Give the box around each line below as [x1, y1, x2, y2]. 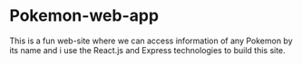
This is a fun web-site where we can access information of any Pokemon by [9, 35, 293, 46]
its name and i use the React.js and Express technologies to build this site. [9, 44, 286, 55]
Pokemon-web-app [9, 5, 160, 26]
